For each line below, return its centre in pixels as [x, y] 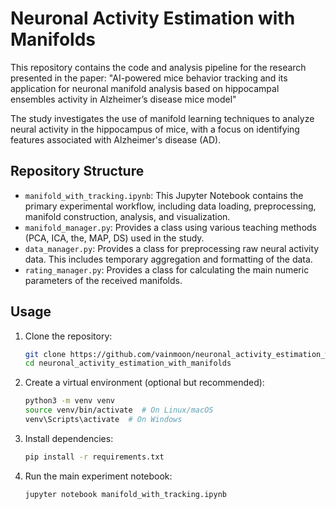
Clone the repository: [68, 336]
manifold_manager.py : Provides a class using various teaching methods [171, 227]
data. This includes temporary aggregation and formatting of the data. [168, 259]
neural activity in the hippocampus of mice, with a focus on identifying [155, 129]
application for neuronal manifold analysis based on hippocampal [145, 88]
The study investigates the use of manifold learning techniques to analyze [162, 118]
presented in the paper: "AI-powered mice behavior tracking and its [149, 78]
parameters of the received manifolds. [103, 280]
